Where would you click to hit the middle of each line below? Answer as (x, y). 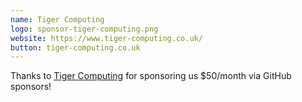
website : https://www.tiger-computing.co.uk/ (106, 38)
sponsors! (31, 87)
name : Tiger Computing (57, 19)
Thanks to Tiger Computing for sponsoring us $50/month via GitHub (151, 76)
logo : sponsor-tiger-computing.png (84, 29)
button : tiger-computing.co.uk (75, 47)
